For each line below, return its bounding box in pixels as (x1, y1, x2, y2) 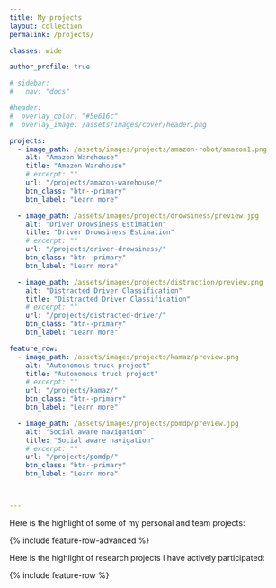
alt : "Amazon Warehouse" (25, 153, 119, 162)
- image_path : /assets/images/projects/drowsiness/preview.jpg (17, 211, 259, 221)
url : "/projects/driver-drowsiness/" (25, 245, 167, 254)
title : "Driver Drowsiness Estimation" (25, 228, 175, 237)
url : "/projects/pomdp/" (25, 452, 119, 462)
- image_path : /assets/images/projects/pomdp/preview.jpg (17, 419, 240, 428)
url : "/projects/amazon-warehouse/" (25, 178, 164, 187)
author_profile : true (9, 62, 91, 72)
